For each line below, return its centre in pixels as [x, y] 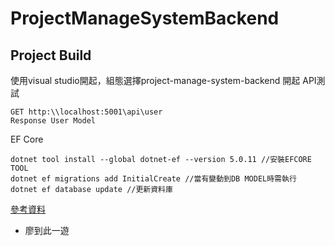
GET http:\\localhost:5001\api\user [86, 112]
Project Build [51, 55]
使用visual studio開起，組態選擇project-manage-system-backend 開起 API [163, 80]
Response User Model [53, 121]
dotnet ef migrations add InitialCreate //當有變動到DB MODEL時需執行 [153, 179]
